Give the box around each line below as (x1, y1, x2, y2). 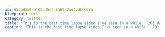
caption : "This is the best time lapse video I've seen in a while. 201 (5, 25, 160, 30)
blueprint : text (5, 12, 38, 16)
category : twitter (5, 16, 43, 21)
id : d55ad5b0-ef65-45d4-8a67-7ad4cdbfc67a (5, 7, 93, 12)
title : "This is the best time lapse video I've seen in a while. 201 (5, 20, 155, 25)
